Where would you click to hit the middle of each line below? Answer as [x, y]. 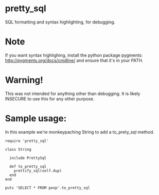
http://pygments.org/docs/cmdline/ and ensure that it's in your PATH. [74, 60]
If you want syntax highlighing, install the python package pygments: [74, 55]
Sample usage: [36, 118]
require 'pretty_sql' [27, 141]
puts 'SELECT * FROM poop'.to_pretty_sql [48, 188]
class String [18, 149]
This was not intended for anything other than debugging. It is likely [73, 94]
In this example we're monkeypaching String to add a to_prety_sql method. [80, 132]
